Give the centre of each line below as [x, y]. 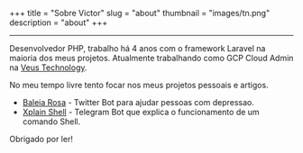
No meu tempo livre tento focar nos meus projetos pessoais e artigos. [139, 85]
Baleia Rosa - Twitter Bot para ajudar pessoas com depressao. [138, 102]
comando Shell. [51, 121]
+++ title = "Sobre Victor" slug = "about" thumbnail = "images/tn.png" [140, 13]
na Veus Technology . [48, 67]
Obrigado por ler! [41, 139]
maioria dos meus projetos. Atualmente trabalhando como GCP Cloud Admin [151, 58]
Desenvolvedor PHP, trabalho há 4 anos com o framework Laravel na [138, 48]
